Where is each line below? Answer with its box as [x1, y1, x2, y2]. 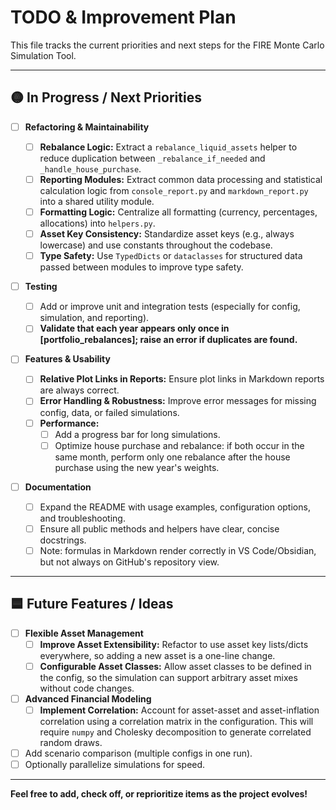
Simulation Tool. [10, 49, 77, 61]
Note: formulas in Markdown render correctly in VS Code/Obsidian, [39, 544, 317, 556]
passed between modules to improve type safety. [39, 261, 244, 273]
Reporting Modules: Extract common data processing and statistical [39, 173, 323, 185]
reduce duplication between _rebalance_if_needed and [39, 152, 266, 164]
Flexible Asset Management [24, 627, 144, 639]
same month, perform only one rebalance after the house [54, 451, 291, 463]
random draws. [39, 737, 103, 749]
